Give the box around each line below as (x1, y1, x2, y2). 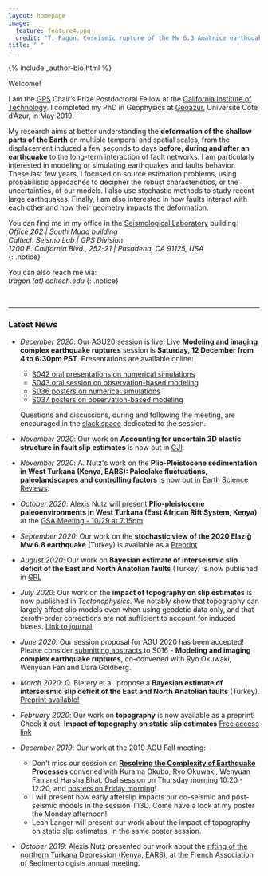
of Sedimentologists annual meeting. (19, 858, 141, 868)
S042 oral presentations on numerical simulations (31, 369, 195, 379)
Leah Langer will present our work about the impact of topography (31, 818, 251, 827)
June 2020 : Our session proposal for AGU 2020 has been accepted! (19, 637, 245, 647)
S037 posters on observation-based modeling (31, 395, 183, 404)
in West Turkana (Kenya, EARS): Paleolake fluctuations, (19, 467, 208, 476)
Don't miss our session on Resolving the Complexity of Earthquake (31, 759, 256, 768)
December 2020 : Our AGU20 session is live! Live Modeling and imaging (19, 337, 258, 347)
